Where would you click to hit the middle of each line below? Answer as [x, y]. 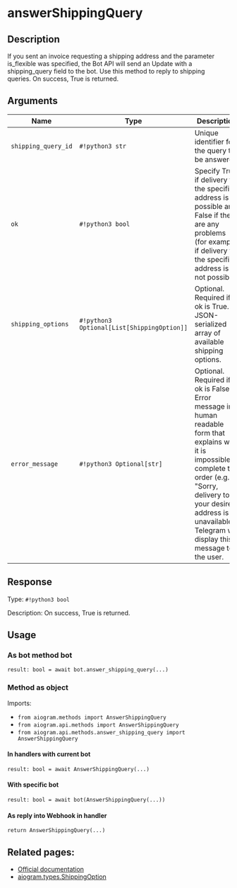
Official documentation [51, 870]
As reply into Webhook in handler [57, 815]
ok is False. [213, 389]
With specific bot [33, 785]
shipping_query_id [42, 146]
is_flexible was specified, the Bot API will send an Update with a [100, 64]
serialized [211, 324]
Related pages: [41, 852]
